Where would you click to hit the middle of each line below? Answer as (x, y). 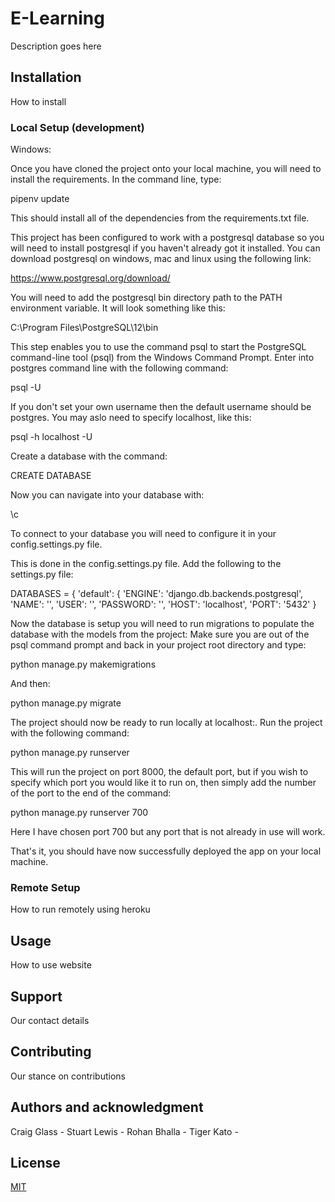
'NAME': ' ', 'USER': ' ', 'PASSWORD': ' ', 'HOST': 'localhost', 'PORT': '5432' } (163, 604)
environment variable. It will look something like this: (118, 308)
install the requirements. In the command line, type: (116, 179)
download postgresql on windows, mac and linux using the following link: (161, 259)
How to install (38, 101)
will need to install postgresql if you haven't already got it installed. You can (165, 248)
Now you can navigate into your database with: (107, 495)
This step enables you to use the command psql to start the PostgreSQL (158, 347)
